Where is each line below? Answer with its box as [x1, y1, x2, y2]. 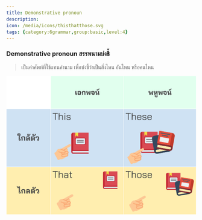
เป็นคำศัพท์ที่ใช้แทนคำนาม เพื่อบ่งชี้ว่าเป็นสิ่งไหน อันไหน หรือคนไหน [21, 63, 154, 71]
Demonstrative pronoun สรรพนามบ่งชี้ [6, 50, 110, 58]
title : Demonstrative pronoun [6, 10, 83, 16]
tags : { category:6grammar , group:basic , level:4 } [6, 29, 128, 35]
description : [6, 16, 39, 22]
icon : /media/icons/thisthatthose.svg [6, 22, 104, 28]
